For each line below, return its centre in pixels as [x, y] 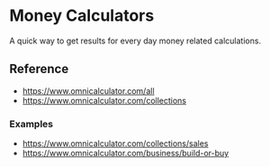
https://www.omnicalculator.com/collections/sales [115, 144]
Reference [39, 69]
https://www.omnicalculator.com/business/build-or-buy [126, 153]
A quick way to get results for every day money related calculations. [135, 41]
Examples [31, 124]
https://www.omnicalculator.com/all [88, 90]
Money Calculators [82, 16]
